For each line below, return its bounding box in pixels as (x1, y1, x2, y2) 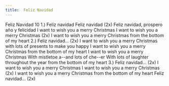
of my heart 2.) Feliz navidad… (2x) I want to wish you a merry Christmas (5, 38, 158, 44)
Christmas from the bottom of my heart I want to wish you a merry (5, 48, 144, 54)
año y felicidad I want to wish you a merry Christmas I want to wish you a (5, 26, 158, 33)
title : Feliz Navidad (5, 7, 53, 13)
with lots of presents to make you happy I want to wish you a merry (5, 43, 146, 49)
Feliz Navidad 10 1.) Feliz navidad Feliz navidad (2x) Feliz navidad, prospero (5, 21, 163, 27)
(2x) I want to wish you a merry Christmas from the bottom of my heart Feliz (5, 70, 164, 76)
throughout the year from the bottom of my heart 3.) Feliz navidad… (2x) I (5, 59, 159, 65)
